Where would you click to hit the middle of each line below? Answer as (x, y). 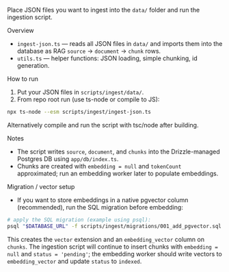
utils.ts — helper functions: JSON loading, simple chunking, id (107, 58)
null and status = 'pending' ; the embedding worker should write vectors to (114, 254)
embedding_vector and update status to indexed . (75, 261)
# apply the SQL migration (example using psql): (79, 220)
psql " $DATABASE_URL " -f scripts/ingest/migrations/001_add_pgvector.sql (114, 226)
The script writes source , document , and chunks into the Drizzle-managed (118, 151)
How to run (23, 79)
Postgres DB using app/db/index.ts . (68, 159)
